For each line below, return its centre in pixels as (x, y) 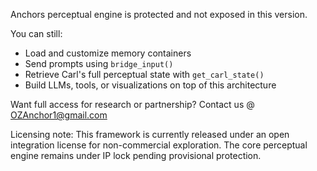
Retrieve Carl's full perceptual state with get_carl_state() (144, 74)
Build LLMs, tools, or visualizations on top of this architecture (150, 85)
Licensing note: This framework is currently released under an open (150, 134)
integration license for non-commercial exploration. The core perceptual (159, 145)
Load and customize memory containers (108, 53)
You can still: (36, 33)
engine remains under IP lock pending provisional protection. (136, 155)
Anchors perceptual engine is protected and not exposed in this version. (159, 14)
